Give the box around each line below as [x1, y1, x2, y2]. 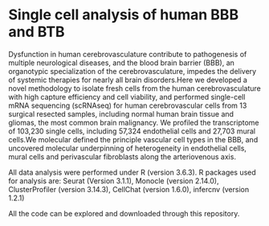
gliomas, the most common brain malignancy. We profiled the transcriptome [8, 117, 259, 127]
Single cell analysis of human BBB [8, 6, 239, 24]
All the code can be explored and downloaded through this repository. [8, 208, 240, 218]
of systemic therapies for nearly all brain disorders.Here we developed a [8, 75, 247, 84]
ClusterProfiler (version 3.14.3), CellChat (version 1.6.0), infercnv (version [8, 184, 250, 194]
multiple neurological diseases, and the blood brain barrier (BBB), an [8, 58, 235, 68]
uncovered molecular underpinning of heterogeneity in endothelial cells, [8, 143, 247, 153]
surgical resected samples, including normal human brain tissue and [8, 109, 234, 118]
